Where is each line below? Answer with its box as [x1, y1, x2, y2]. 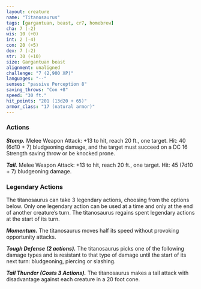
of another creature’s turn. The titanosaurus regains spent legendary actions [6, 209, 195, 216]
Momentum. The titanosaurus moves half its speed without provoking [6, 227, 179, 234]
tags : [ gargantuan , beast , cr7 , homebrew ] [6, 20, 114, 26]
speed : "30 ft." [6, 92, 47, 98]
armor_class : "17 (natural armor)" [6, 103, 95, 110]
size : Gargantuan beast [6, 59, 66, 65]
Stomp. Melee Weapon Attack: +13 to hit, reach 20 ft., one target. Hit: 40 [6, 137, 186, 144]
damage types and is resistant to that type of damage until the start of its [6, 251, 187, 258]
